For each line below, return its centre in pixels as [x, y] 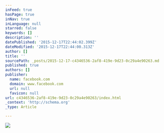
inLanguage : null [23, 24]
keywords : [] [19, 33]
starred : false [21, 28]
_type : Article [21, 107]
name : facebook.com [30, 79]
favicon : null [24, 93]
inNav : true [17, 19]
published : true [22, 65]
